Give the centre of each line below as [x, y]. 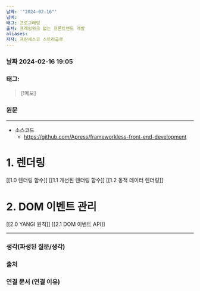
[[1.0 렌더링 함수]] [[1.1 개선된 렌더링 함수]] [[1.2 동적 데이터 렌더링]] [85, 180]
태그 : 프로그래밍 [23, 23]
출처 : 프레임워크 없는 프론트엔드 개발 [46, 28]
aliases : [17, 34]
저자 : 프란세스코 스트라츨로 [35, 39]
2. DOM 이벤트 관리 [51, 206]
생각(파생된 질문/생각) [36, 247]
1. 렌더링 [26, 163]
